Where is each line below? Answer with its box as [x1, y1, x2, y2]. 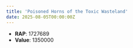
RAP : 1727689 [14, 30, 50, 37]
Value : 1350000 [14, 36, 54, 43]
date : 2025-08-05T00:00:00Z [6, 14, 76, 20]
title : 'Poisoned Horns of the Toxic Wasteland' [6, 8, 128, 15]
